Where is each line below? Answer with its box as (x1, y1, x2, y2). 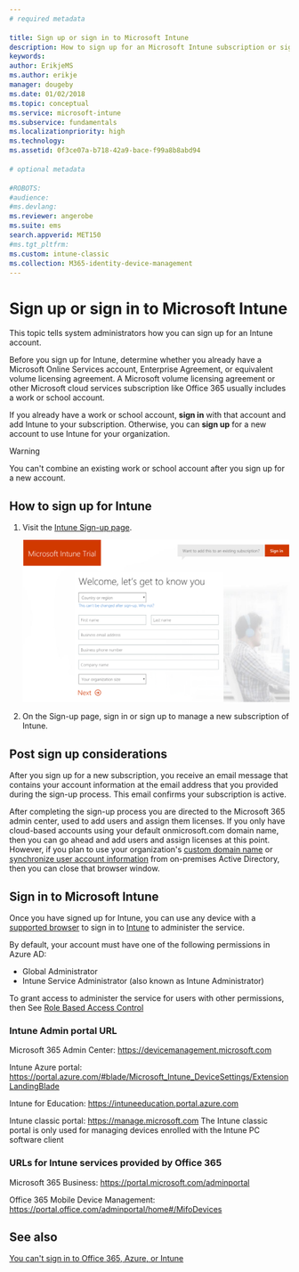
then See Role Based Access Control (9, 1002, 144, 1013)
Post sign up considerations (9, 746, 167, 761)
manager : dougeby (9, 80, 74, 89)
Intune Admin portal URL (9, 1024, 117, 1037)
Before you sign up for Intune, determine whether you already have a (9, 355, 263, 365)
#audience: (9, 193, 50, 202)
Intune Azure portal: (9, 1062, 83, 1073)
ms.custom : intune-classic (9, 250, 109, 259)
